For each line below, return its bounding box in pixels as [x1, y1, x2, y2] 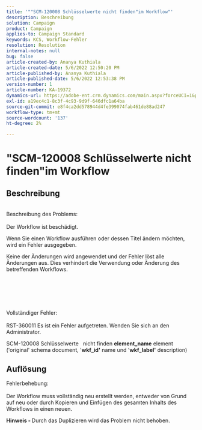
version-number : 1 [6, 82, 52, 88]
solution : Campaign [6, 20, 55, 26]
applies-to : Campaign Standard [6, 31, 85, 37]
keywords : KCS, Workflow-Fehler [6, 37, 87, 43]
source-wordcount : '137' [6, 115, 69, 121]
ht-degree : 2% [6, 121, 42, 127]
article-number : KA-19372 [6, 87, 71, 93]
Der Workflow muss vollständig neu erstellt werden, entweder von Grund [6, 392, 187, 399]
